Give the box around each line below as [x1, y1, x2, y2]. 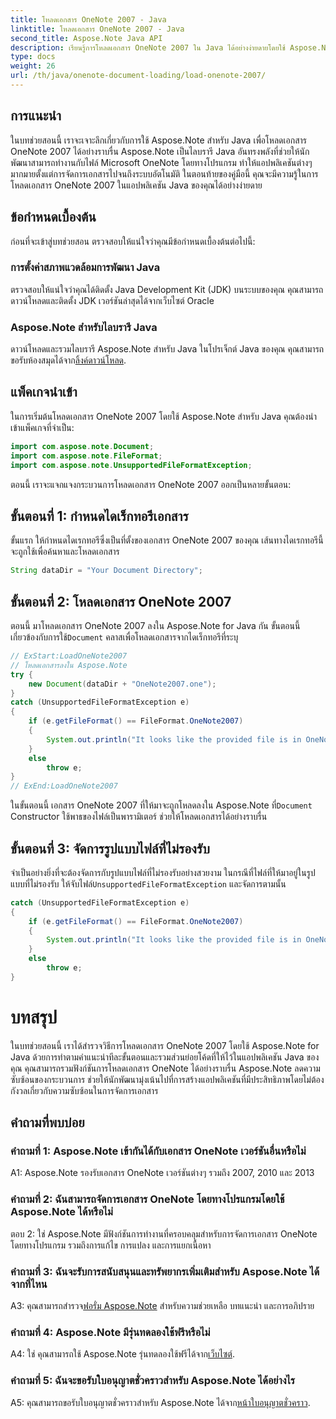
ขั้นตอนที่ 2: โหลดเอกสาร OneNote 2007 [10, 593, 232, 610]
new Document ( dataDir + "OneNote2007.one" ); [28, 679, 217, 689]
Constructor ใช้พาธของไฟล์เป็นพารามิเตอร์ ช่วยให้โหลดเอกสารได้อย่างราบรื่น [10, 811, 268, 823]
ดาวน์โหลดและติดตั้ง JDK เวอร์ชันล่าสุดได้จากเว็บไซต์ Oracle [10, 294, 215, 306]
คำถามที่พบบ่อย [10, 1114, 85, 1131]
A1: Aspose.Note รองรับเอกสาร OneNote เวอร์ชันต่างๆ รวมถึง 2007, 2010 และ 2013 [10, 1167, 315, 1179]
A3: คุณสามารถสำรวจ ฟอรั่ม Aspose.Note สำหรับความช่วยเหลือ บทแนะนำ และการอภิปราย [10, 1300, 315, 1312]
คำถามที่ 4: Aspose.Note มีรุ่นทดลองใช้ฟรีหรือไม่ [10, 1325, 211, 1339]
